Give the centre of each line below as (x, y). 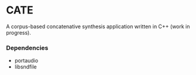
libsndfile (25, 67)
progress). (18, 32)
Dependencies (27, 47)
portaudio (26, 61)
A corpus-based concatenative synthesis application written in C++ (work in (98, 26)
